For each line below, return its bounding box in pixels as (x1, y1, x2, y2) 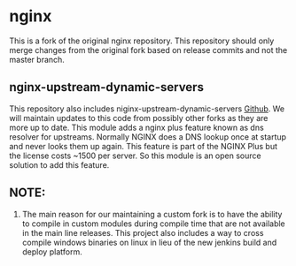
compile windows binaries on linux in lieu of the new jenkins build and (21, 237, 277, 247)
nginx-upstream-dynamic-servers (9, 80, 204, 95)
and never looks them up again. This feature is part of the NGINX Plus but (9, 141, 277, 151)
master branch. (9, 54, 65, 65)
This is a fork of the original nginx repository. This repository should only (9, 35, 275, 46)
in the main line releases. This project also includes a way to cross (21, 227, 264, 238)
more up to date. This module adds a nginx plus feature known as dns (9, 122, 264, 133)
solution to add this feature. (9, 159, 110, 170)
